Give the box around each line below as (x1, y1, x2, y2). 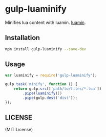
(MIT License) (5, 126, 33, 132)
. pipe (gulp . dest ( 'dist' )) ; (22, 95, 78, 100)
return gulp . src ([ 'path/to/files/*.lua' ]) (14, 86, 102, 91)
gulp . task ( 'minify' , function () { (5, 82, 78, 87)
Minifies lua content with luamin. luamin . (5, 20, 86, 25)
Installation (5, 34, 40, 42)
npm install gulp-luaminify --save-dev (5, 46, 86, 52)
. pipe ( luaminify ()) (22, 91, 63, 96)
